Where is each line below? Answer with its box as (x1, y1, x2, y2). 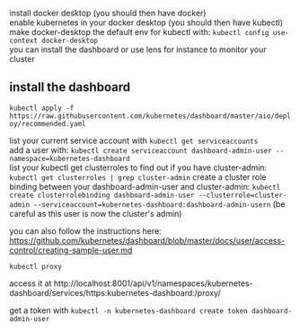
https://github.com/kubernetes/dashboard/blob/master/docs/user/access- (9, 235, 286, 246)
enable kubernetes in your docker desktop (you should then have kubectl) (9, 17, 284, 28)
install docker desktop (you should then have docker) (9, 8, 207, 18)
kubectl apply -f (9, 103, 75, 112)
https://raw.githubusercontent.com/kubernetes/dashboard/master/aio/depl (9, 112, 292, 121)
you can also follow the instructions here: (9, 225, 162, 237)
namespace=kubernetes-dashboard (9, 154, 130, 163)
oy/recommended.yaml (9, 119, 87, 129)
